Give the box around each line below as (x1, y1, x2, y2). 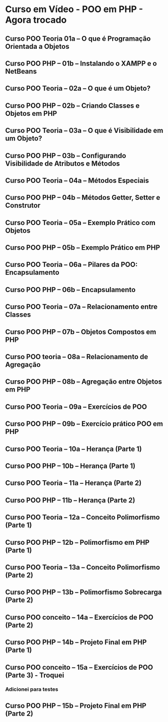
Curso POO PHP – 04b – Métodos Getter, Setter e (5, 193, 160, 202)
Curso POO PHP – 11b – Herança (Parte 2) (5, 496, 135, 504)
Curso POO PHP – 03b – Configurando (5, 151, 127, 160)
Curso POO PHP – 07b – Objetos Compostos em (5, 327, 156, 336)
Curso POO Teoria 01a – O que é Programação (5, 34, 151, 43)
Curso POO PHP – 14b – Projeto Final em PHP (5, 638, 147, 646)
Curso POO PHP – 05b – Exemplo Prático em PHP (5, 243, 160, 252)
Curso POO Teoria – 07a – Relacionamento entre (5, 303, 158, 311)
